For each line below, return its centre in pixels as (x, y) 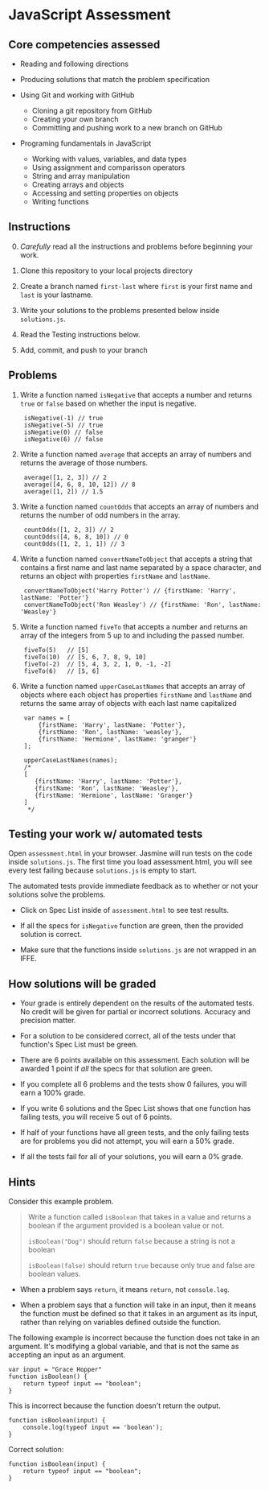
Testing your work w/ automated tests (106, 834)
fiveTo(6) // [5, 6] (62, 671)
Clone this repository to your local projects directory (106, 270)
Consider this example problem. (61, 1202)
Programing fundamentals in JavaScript (86, 143)
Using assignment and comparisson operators (108, 167)
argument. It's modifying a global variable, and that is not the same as (124, 1347)
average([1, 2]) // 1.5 (63, 491)
